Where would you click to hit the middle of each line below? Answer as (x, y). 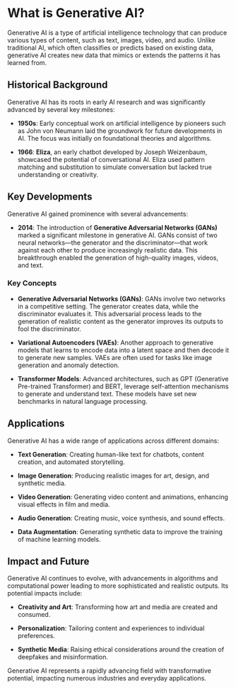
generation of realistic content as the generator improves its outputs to (120, 321)
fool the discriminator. (49, 329)
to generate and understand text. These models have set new (107, 393)
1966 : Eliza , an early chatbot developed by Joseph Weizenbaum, (112, 152)
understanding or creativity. (58, 174)
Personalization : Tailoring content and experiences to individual (111, 628)
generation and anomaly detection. (69, 365)
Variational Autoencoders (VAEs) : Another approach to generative (116, 342)
